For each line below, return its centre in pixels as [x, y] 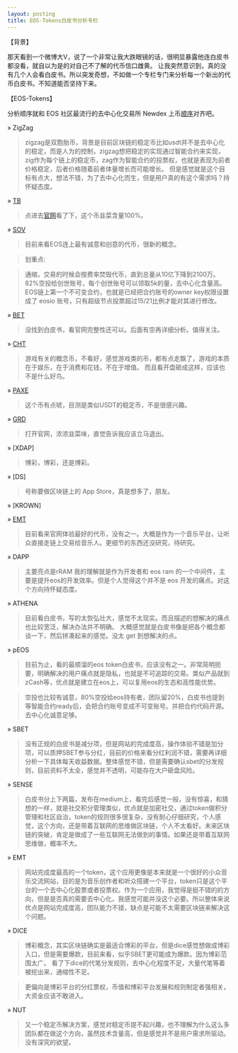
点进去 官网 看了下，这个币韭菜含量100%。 [86, 215]
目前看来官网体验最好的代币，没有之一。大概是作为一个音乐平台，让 [124, 534]
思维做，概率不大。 [53, 843]
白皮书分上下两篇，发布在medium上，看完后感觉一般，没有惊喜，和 [123, 799]
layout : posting [31, 14]
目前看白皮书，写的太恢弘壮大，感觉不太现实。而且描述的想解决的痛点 [127, 618]
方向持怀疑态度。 [56, 589]
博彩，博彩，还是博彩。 [59, 462]
